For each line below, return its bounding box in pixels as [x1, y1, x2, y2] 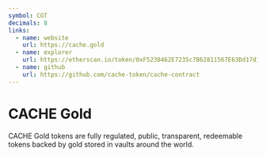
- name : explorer [15, 48, 73, 56]
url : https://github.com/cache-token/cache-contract [22, 71, 200, 78]
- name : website [15, 33, 69, 42]
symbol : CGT [8, 11, 47, 20]
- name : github [15, 63, 66, 71]
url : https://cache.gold [22, 41, 104, 49]
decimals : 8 [8, 19, 47, 27]
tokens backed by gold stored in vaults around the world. [8, 140, 194, 149]
